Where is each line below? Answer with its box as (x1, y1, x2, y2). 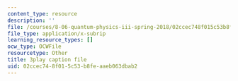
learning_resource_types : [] (7, 37, 93, 44)
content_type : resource (7, 10, 78, 18)
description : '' (7, 17, 55, 24)
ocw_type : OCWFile (7, 43, 62, 50)
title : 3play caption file (7, 56, 87, 63)
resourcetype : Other (7, 50, 69, 57)
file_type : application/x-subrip (7, 30, 106, 37)
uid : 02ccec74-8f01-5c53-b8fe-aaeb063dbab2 (7, 63, 138, 70)
